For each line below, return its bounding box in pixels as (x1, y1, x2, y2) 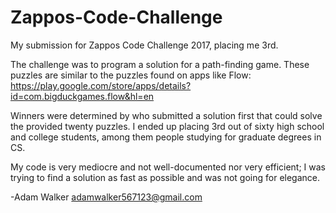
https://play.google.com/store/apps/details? (10, 79, 192, 91)
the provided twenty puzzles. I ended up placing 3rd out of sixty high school (10, 120, 325, 132)
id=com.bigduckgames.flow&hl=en (10, 90, 155, 102)
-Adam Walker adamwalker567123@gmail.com (10, 191, 203, 203)
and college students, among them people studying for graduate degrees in (10, 131, 322, 143)
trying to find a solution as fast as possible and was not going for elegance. (10, 171, 321, 183)
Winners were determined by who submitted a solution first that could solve (10, 109, 323, 121)
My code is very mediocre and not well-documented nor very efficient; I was (10, 161, 327, 173)
